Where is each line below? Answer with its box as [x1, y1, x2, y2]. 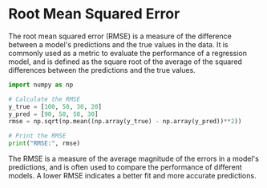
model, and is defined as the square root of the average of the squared [8, 57, 243, 66]
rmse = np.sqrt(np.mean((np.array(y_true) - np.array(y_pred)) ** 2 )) [8, 118, 242, 126]
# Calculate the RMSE [8, 95, 81, 103]
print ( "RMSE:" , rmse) [8, 139, 81, 148]
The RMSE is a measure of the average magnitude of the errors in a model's [8, 154, 259, 164]
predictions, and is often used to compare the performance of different [8, 162, 242, 172]
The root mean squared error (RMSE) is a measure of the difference [8, 31, 233, 41]
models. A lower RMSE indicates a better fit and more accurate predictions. [8, 171, 257, 181]
